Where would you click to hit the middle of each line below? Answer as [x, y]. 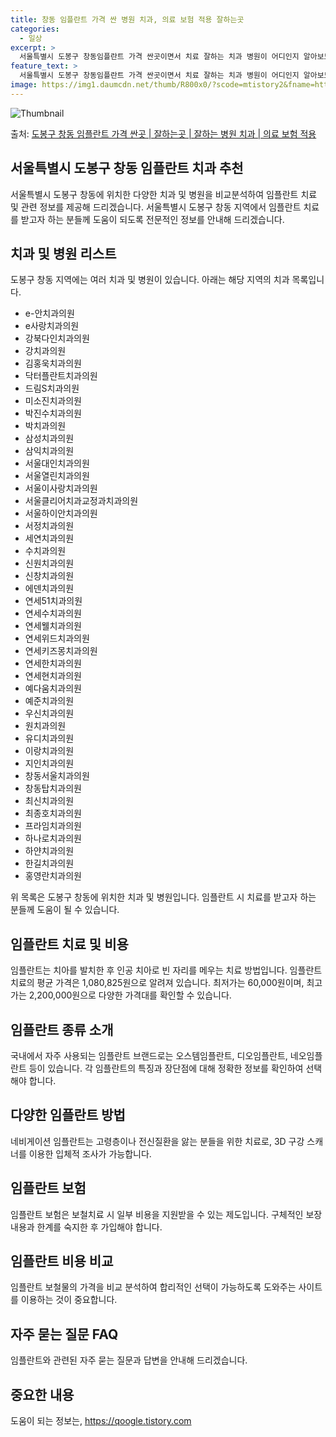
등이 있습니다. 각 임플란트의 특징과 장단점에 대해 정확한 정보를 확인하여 [166, 1068]
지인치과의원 [49, 763]
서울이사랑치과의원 [61, 488]
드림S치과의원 [52, 388]
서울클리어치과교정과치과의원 [81, 501]
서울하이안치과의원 [61, 513]
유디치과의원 [49, 738]
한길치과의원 [49, 863]
